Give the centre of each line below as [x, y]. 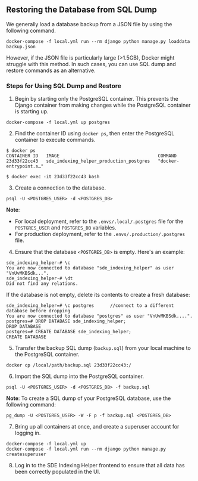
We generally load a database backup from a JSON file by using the [89, 24]
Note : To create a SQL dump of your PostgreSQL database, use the [89, 398]
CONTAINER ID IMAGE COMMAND [92, 156]
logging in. [28, 433]
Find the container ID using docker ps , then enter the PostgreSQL [95, 134]
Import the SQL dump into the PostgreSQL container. [79, 376]
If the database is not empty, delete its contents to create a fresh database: [98, 295]
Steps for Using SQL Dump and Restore [64, 86]
